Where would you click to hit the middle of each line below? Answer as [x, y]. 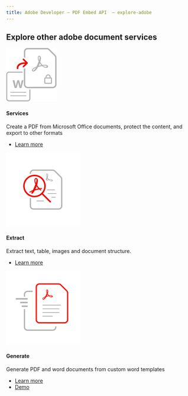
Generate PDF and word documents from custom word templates [85, 369]
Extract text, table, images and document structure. [69, 251]
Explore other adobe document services [82, 38]
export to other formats [35, 132]
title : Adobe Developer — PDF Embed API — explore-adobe [79, 12]
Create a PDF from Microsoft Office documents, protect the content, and [94, 126]
